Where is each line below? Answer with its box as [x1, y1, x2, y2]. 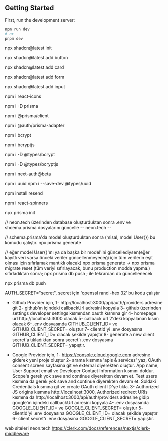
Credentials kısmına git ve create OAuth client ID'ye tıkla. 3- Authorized [12, 384, 159, 390]
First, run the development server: [5, 17, 75, 23]
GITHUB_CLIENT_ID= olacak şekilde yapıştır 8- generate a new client [12, 332, 155, 338]
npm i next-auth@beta [5, 171, 51, 177]
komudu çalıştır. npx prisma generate [5, 240, 81, 246]
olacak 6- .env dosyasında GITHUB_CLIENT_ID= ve [12, 321, 118, 327]
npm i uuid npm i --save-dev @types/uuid [5, 181, 91, 187]
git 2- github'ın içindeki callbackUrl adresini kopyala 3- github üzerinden [12, 305, 161, 311]
